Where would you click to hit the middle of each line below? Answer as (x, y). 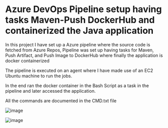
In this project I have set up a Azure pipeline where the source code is (78, 44)
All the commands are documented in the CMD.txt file (61, 101)
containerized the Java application (79, 31)
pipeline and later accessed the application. (50, 91)
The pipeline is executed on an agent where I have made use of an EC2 (79, 70)
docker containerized (27, 60)
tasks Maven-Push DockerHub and (80, 20)
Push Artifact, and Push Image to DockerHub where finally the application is (84, 55)
